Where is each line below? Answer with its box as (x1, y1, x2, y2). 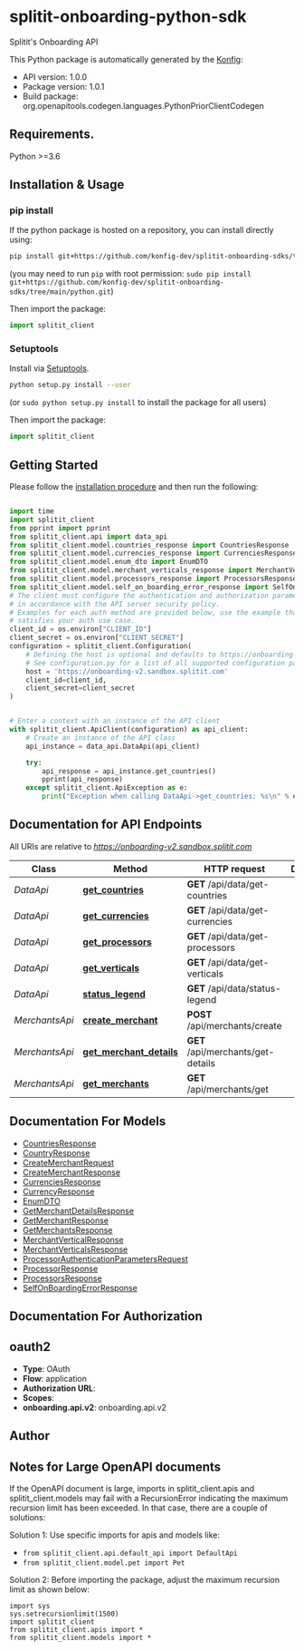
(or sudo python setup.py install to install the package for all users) (9, 397, 267, 408)
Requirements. (9, 127, 95, 142)
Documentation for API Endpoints (9, 817, 203, 832)
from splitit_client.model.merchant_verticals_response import (9, 566, 253, 575)
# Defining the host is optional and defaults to (25, 650, 217, 659)
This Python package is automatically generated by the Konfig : (9, 53, 243, 64)
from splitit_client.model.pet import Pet (22, 1559, 185, 1568)
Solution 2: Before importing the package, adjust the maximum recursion (9, 1575, 280, 1586)
